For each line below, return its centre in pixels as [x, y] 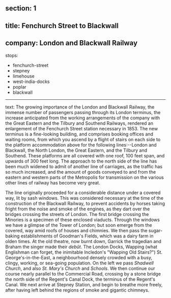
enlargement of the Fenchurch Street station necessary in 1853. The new [82, 128]
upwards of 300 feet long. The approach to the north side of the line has [81, 161]
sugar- [155, 230]
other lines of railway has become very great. [53, 182]
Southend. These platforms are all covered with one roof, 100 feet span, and [85, 155]
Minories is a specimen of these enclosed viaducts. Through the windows [83, 220]
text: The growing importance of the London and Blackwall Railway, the [80, 107]
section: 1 [21, 8]
